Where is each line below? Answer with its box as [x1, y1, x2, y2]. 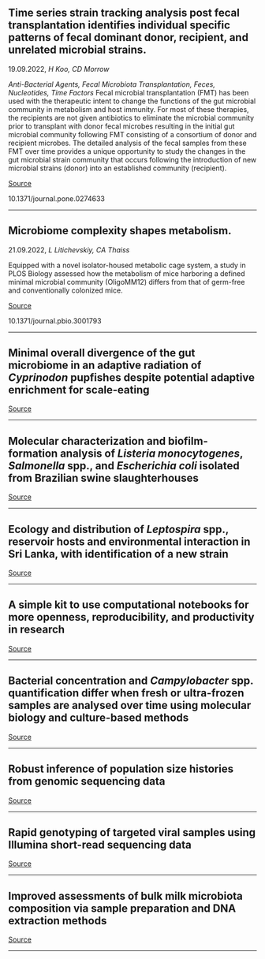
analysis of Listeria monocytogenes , [60, 446, 243, 460]
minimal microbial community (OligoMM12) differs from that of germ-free [8, 277, 245, 286]
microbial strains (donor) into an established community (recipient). [8, 163, 227, 173]
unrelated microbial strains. [8, 43, 147, 57]
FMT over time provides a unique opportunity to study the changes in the [8, 146, 246, 156]
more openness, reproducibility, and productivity [8, 610, 255, 624]
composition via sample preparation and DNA [8, 901, 237, 915]
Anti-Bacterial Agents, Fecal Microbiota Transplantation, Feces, [8, 79, 215, 89]
